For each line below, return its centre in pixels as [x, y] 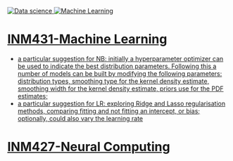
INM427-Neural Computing [89, 147]
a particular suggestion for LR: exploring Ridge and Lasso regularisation [121, 103]
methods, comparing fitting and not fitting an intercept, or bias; [109, 111]
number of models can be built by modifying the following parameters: [120, 73]
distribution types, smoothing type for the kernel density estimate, [113, 81]
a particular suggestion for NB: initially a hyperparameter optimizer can [120, 58]
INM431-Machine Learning [87, 39]
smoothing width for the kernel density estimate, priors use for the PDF [120, 89]
